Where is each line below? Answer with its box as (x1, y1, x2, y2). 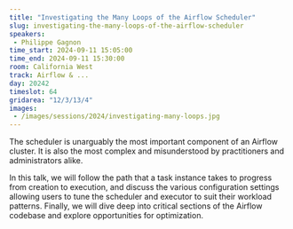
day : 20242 (9, 79, 50, 88)
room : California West (9, 63, 93, 72)
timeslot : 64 (9, 87, 58, 96)
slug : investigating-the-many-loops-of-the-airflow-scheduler (9, 21, 244, 30)
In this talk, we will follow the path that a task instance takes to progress (9, 172, 273, 183)
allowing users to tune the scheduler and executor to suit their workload (9, 192, 273, 202)
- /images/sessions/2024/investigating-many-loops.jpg (12, 112, 220, 121)
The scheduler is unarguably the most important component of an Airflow (9, 137, 278, 147)
